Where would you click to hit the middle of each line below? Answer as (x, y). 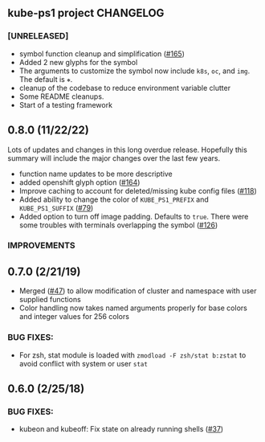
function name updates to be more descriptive (96, 174)
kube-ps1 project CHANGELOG (86, 13)
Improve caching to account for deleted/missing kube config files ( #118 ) (138, 190)
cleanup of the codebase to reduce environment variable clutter (124, 88)
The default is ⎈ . (46, 79)
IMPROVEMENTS (41, 246)
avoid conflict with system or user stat (83, 363)
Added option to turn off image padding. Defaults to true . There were (134, 216)
